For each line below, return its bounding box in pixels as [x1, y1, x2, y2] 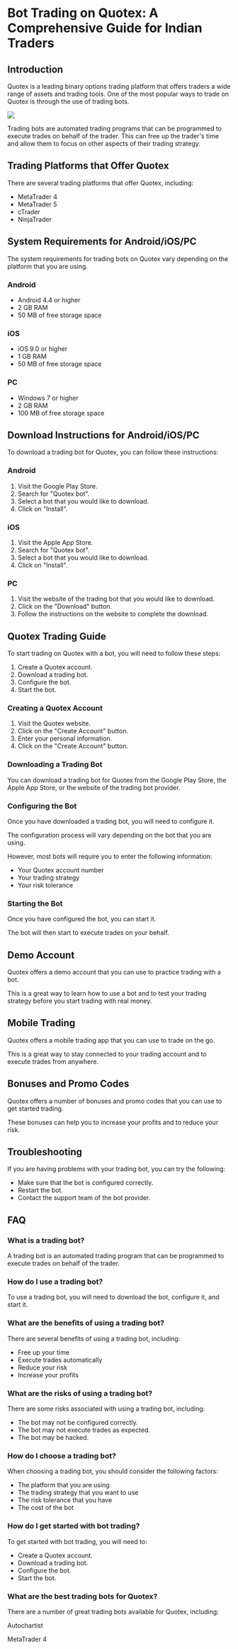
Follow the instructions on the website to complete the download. [17, 610, 209, 618]
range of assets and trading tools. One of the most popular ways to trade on [7, 90, 229, 98]
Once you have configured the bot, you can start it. [7, 915, 157, 923]
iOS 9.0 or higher [17, 345, 68, 353]
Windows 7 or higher [17, 394, 79, 402]
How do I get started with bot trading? [7, 1521, 140, 1531]
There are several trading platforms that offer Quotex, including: [7, 179, 193, 187]
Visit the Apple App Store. [17, 538, 93, 547]
